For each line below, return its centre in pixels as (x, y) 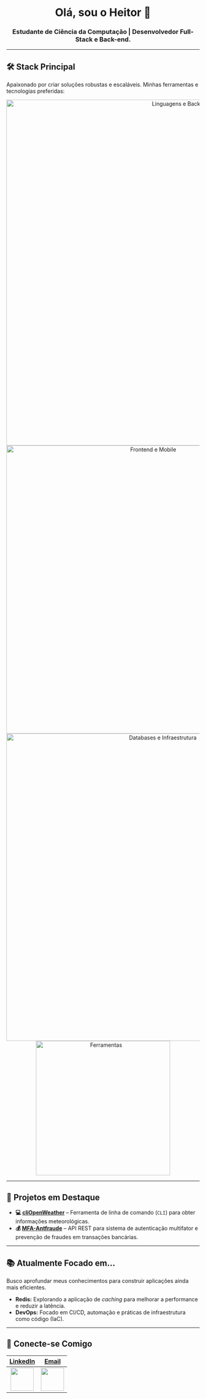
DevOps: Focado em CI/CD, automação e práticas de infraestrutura (100, 1312)
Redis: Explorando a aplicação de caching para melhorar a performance (106, 1299)
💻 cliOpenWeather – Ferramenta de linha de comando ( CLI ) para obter (105, 1213)
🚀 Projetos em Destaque (53, 1197)
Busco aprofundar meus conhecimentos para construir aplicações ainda (97, 1280)
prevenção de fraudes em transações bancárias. (77, 1237)
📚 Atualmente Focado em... (61, 1263)
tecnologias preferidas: (36, 91)
